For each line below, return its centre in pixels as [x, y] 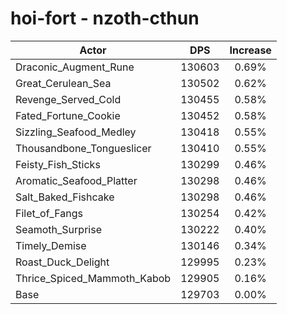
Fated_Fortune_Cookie [68, 115]
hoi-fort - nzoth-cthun [105, 18]
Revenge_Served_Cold [68, 99]
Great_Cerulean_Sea [63, 83]
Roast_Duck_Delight [62, 262]
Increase [250, 50]
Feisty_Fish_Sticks [58, 164]
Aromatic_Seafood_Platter [76, 180]
